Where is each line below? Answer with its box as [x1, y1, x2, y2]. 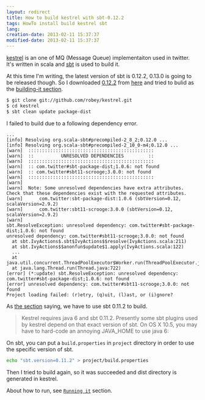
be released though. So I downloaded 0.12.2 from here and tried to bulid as [6, 79, 194, 86]
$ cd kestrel [6, 103, 40, 109]
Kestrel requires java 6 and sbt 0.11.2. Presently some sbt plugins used [21, 314, 198, 321]
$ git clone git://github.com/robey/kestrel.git [6, 97, 132, 103]
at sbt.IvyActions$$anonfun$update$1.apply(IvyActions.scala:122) [12, 244, 184, 250]
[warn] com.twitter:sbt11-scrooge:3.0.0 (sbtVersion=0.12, [6, 206, 173, 213]
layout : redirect [6, 9, 51, 15]
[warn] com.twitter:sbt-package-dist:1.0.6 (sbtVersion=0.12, [6, 195, 182, 202]
